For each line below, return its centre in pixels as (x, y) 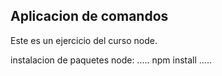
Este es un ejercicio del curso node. (84, 40)
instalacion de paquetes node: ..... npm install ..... (111, 60)
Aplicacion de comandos (89, 16)
